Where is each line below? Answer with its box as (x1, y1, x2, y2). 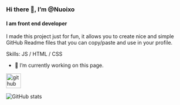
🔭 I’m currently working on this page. (14, 62, 104, 69)
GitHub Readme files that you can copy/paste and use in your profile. (6, 39, 173, 46)
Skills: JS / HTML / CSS (6, 50, 63, 57)
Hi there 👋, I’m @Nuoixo (6, 5, 75, 13)
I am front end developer (6, 20, 67, 27)
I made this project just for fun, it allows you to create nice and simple (6, 33, 174, 40)
